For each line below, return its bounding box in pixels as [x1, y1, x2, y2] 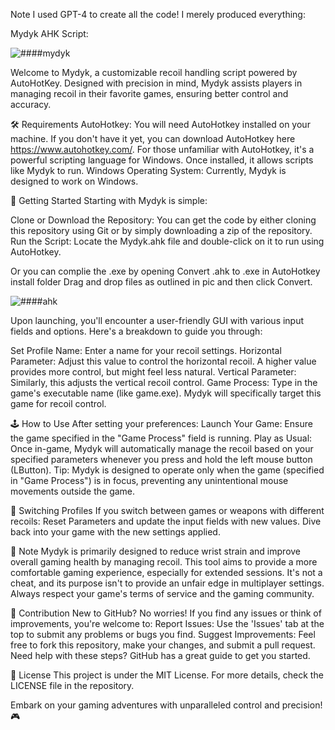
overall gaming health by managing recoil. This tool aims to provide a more [10, 556, 318, 568]
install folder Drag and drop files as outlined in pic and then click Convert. [10, 276, 313, 288]
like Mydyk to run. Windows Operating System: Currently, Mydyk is [10, 165, 287, 176]
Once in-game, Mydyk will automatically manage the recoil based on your [10, 443, 314, 454]
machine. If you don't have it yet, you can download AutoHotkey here [10, 133, 296, 144]
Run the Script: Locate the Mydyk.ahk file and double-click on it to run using [10, 235, 325, 247]
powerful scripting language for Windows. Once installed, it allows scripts [10, 154, 314, 166]
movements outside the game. [10, 485, 136, 497]
